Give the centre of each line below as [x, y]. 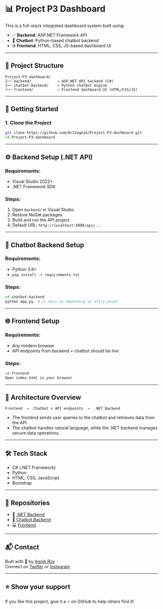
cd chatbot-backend [25, 297]
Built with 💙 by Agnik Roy [30, 561]
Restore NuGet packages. [38, 215]
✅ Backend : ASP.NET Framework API [49, 35]
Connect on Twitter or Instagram [38, 566]
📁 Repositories [27, 503]
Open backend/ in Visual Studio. [43, 210]
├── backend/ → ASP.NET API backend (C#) [59, 81]
